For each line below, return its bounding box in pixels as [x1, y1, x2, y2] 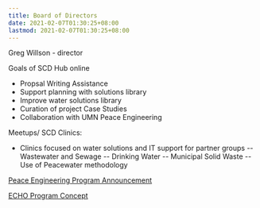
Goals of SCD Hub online [8, 64, 90, 73]
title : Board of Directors [8, 11, 98, 20]
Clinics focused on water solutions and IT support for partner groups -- [19, 144, 254, 153]
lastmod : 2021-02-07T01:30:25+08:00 [8, 26, 130, 34]
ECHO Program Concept [8, 191, 89, 201]
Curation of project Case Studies [19, 104, 127, 114]
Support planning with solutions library [19, 87, 147, 97]
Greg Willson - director [8, 48, 83, 58]
